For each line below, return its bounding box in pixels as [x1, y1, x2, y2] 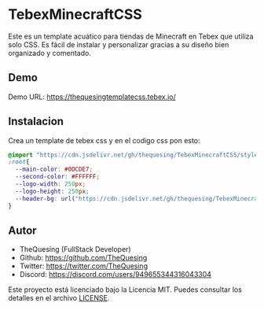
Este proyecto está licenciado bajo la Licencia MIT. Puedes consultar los [8, 285, 242, 294]
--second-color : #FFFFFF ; [15, 173, 101, 181]
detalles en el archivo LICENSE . [8, 293, 110, 303]
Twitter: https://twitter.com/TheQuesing [19, 261, 148, 271]
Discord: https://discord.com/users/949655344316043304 [19, 270, 212, 279]
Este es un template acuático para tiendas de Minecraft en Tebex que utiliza [8, 31, 254, 41]
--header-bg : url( [15, 194, 76, 202]
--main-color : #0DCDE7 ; [15, 165, 93, 174]
